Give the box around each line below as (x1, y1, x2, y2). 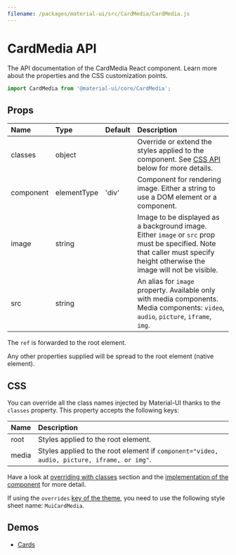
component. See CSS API (136, 155, 221, 164)
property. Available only (136, 285, 216, 295)
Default (105, 125, 131, 135)
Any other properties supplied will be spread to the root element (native (7, 352, 214, 360)
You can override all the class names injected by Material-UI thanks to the (7, 398, 221, 407)
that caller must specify (136, 247, 215, 257)
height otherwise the (136, 256, 206, 266)
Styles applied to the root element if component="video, (38, 446, 219, 456)
